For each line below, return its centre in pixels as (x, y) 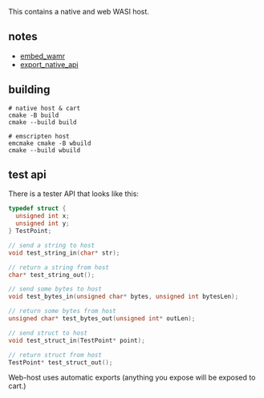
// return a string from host (59, 267)
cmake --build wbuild (45, 150)
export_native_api (49, 64)
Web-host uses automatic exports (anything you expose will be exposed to (132, 378)
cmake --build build (43, 122)
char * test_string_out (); (51, 275)
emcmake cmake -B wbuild (50, 143)
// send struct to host (48, 333)
